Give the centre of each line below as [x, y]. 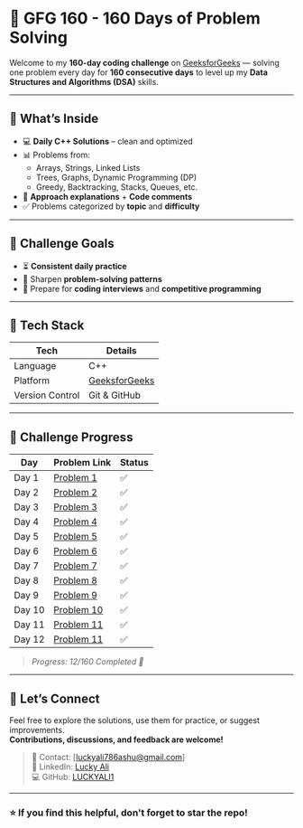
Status [134, 463]
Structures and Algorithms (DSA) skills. [84, 81]
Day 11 [29, 625]
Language [35, 366]
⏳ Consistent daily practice [75, 266]
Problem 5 [75, 537]
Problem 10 [78, 610]
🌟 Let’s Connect [55, 698]
